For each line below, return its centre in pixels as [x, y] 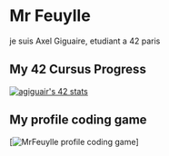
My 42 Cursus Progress [78, 69]
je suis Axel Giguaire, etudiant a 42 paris [85, 41]
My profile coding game [78, 120]
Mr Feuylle [50, 16]
